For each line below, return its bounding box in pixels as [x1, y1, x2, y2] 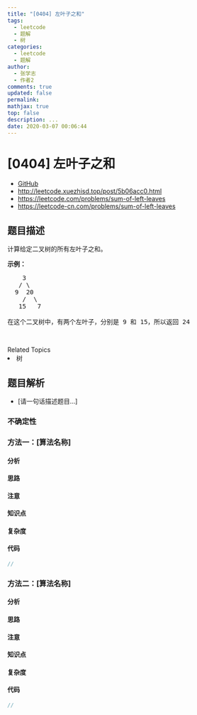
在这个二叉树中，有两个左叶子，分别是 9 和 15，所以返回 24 [7, 318, 190, 326]
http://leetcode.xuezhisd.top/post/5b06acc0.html [17, 187, 162, 195]
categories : [7, 43, 43, 50]
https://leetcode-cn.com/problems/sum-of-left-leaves [17, 202, 176, 210]
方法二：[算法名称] [7, 579, 72, 588]
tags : [7, 17, 23, 24]
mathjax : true [7, 103, 50, 110]
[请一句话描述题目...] [17, 397, 78, 406]
